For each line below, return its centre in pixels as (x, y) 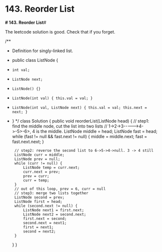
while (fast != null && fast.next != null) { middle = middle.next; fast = (80, 136)
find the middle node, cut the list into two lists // (60, 126)
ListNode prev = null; (37, 159)
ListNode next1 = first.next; (54, 210)
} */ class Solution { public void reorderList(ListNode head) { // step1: (81, 121)
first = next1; (38, 227)
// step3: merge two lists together (51, 193)
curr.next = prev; (42, 172)
